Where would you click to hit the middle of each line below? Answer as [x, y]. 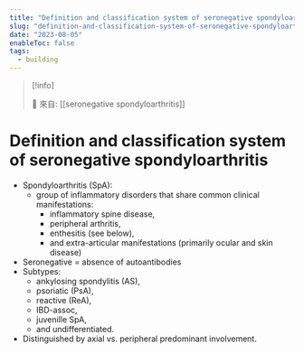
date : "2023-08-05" [46, 34]
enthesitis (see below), [92, 233]
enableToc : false [42, 43]
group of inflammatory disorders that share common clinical [147, 194]
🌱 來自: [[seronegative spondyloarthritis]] [108, 104]
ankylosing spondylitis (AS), [88, 281]
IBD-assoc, [57, 310]
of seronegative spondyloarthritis [139, 160]
